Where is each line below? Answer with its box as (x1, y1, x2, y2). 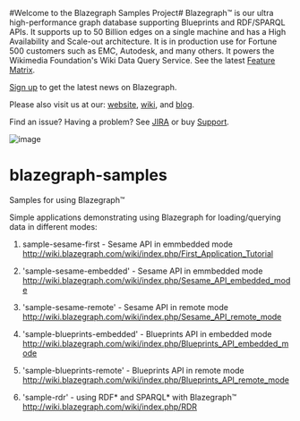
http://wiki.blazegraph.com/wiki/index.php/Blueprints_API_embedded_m (21, 338, 289, 349)
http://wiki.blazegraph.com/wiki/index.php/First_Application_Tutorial (21, 248, 274, 258)
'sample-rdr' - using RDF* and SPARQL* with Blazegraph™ (21, 392, 237, 402)
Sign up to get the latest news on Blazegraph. (9, 82, 177, 92)
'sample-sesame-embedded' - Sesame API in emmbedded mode (21, 265, 263, 276)
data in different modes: (9, 221, 98, 232)
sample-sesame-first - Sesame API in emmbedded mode (21, 239, 233, 249)
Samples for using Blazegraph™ (9, 194, 125, 205)
